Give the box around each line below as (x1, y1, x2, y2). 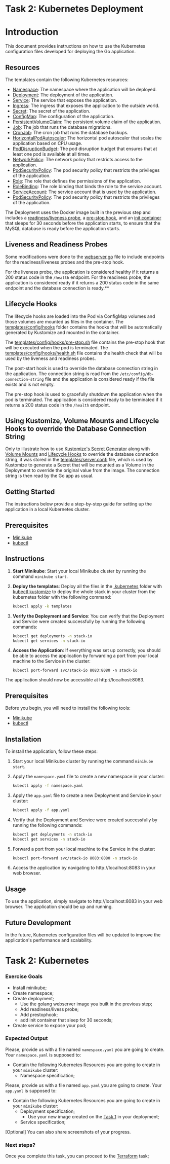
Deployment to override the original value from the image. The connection (5, 467, 160, 474)
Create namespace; (12, 990, 54, 996)
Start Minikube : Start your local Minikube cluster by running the (12, 568, 146, 574)
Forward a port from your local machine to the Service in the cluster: (12, 846, 155, 852)
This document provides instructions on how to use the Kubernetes (5, 43, 146, 49)
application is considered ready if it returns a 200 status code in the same (5, 279, 159, 285)
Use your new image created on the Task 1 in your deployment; (27, 1113, 159, 1119)
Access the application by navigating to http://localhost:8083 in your (12, 865, 156, 871)
